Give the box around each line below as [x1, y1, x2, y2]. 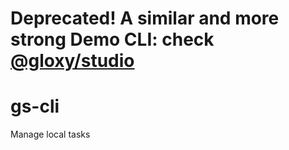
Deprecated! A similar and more [10, 7, 280, 30]
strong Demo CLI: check [10, 28, 215, 51]
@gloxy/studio [10, 50, 135, 72]
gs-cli [10, 95, 60, 118]
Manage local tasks [10, 128, 91, 141]
